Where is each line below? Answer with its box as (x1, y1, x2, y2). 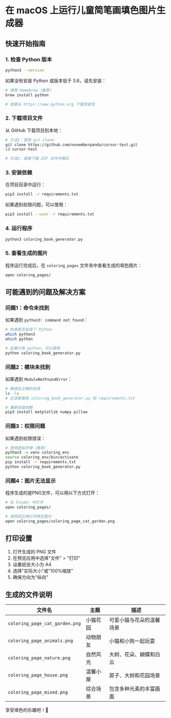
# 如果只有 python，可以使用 (5, 345, 60, 351)
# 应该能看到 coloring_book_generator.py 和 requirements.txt (5, 395, 135, 401)
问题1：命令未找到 (5, 304, 49, 311)
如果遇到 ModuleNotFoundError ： (5, 376, 72, 382)
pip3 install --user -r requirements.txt (5, 212, 95, 217)
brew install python (5, 92, 49, 97)
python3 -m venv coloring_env (5, 450, 70, 455)
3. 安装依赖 (5, 169, 33, 176)
